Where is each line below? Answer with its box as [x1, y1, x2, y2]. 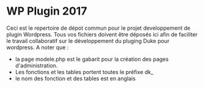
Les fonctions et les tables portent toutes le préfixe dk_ [15, 68, 154, 75]
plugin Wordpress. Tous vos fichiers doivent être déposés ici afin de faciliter [6, 30, 198, 38]
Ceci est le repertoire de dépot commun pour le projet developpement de [6, 24, 191, 32]
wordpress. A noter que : [6, 44, 69, 51]
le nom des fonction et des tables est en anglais [15, 75, 136, 82]
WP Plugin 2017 [6, 4, 87, 18]
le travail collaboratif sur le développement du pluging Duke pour [6, 37, 170, 44]
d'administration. [15, 62, 58, 69]
